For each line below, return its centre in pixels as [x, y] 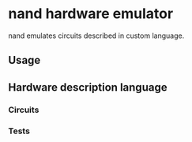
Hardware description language [88, 87]
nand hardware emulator [91, 14]
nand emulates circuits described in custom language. [96, 35]
